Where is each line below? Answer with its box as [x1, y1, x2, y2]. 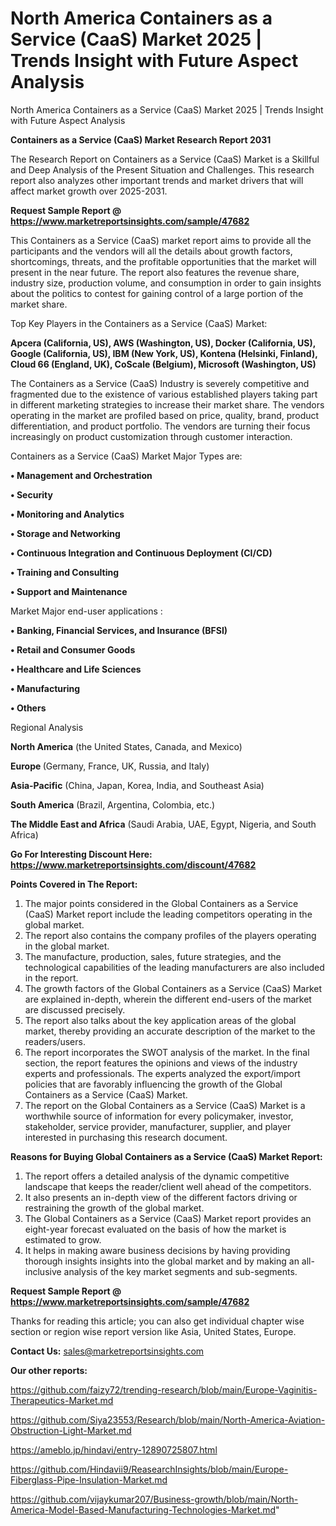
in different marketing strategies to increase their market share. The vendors [10, 398, 325, 411]
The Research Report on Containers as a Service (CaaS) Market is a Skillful [10, 153, 320, 165]
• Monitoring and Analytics [10, 508, 125, 520]
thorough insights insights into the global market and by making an [24, 1255, 300, 1267]
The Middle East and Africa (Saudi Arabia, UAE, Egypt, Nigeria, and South [10, 818, 317, 830]
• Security [10, 488, 53, 501]
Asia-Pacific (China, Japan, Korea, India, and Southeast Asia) [10, 779, 265, 791]
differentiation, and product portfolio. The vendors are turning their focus [10, 420, 311, 432]
